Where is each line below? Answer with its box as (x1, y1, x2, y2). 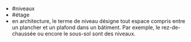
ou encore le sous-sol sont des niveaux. (37, 30, 136, 37)
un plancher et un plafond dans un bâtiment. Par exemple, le (11, 24, 161, 31)
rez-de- (161, 24, 181, 31)
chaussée (11, 30, 36, 37)
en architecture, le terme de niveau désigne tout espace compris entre (11, 18, 186, 24)
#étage (11, 11, 30, 18)
